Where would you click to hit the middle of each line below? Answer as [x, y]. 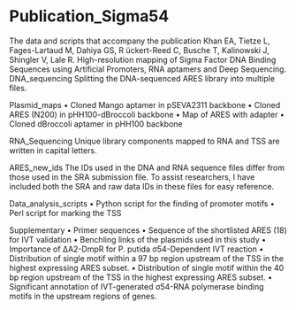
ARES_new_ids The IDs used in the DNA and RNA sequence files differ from [147, 167]
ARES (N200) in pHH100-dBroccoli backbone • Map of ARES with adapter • [147, 114]
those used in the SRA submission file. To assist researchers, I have [132, 177]
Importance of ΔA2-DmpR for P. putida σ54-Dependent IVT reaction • [137, 249]
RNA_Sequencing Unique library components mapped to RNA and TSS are [144, 141]
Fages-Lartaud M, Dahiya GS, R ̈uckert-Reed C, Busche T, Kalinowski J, [139, 50]
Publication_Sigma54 [89, 16]
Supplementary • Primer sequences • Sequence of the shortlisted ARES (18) [148, 230]
